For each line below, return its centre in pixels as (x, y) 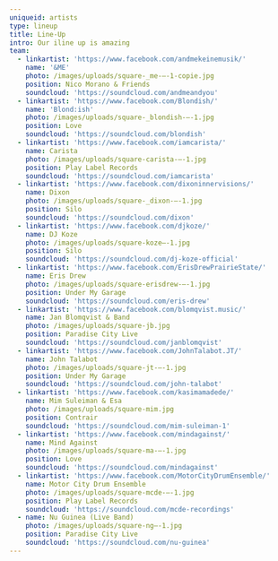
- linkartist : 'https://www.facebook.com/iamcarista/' (122, 142)
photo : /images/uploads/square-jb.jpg (98, 326)
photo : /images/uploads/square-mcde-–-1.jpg (110, 492)
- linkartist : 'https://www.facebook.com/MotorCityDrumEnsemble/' (144, 476)
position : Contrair (62, 418)
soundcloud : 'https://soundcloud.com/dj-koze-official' (132, 259)
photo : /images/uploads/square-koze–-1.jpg (108, 243)
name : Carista (52, 151)
